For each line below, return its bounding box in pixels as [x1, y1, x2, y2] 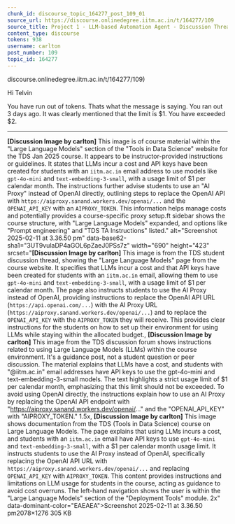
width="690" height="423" [131, 241, 210, 249]
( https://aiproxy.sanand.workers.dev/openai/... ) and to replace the [7, 308, 207, 316]
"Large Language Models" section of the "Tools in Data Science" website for [7, 144, 228, 153]
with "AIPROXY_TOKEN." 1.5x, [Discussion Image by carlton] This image [7, 412, 217, 420]
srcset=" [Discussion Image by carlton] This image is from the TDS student [7, 248, 225, 257]
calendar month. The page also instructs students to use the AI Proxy [7, 285, 207, 294]
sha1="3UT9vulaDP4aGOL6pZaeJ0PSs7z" [7, 241, 131, 249]
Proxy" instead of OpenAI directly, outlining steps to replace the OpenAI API [7, 189, 225, 197]
